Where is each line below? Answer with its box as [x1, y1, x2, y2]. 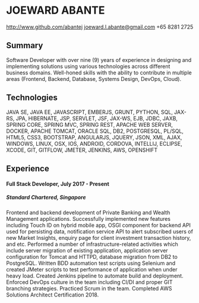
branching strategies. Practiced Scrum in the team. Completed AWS [6, 285, 172, 292]
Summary [6, 40, 43, 51]
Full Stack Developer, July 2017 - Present [6, 180, 110, 188]
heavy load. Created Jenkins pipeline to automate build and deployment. [6, 272, 184, 279]
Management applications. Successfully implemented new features [6, 215, 171, 222]
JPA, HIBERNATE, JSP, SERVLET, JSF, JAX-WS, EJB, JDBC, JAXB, [15, 114, 178, 122]
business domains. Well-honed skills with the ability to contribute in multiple [6, 69, 192, 76]
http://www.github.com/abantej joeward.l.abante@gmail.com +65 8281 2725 [6, 23, 194, 30]
